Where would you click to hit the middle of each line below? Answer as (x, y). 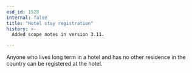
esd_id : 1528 (23, 12)
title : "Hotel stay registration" (50, 23)
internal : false (27, 18)
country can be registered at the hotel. (54, 64)
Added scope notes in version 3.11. (58, 35)
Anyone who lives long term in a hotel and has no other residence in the (96, 57)
